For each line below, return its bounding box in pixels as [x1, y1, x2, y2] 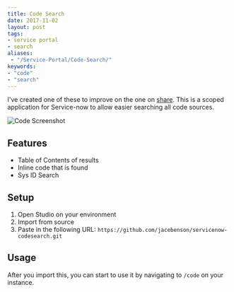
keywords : [7, 63, 37, 70]
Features [7, 137, 47, 149]
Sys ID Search [17, 171, 59, 180]
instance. [7, 278, 35, 286]
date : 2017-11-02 [7, 17, 59, 24]
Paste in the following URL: [17, 226, 97, 233]
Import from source [17, 218, 74, 226]
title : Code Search [7, 10, 65, 18]
